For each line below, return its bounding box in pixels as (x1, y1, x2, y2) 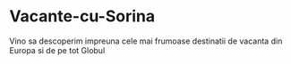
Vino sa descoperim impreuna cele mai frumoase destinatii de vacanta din (9, 36, 283, 46)
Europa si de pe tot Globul (9, 44, 106, 55)
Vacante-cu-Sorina (9, 6, 155, 27)
